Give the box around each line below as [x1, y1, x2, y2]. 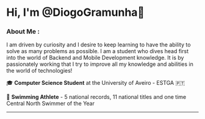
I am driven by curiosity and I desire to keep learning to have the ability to [6, 41, 191, 48]
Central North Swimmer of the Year [6, 100, 95, 107]
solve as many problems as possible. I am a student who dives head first [6, 48, 189, 55]
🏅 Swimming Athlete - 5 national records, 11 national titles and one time [6, 93, 187, 101]
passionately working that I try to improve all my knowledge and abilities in [6, 60, 193, 68]
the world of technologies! [6, 67, 73, 74]
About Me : [6, 27, 40, 36]
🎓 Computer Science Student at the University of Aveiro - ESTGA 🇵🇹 [6, 79, 185, 87]
